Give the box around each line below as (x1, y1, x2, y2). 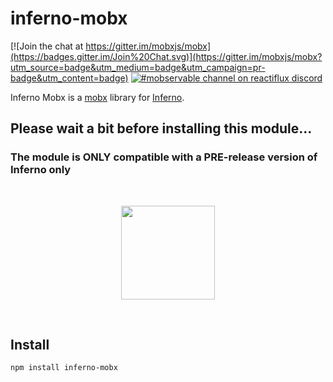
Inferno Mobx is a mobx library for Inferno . (10, 91, 185, 103)
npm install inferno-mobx (10, 363, 118, 373)
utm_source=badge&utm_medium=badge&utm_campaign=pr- (10, 61, 266, 73)
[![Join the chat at (10, 40, 84, 52)
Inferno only (10, 163, 72, 177)
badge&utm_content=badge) (10, 72, 129, 84)
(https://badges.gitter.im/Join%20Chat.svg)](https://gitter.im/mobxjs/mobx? (10, 50, 323, 62)
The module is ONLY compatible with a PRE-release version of (10, 150, 318, 164)
